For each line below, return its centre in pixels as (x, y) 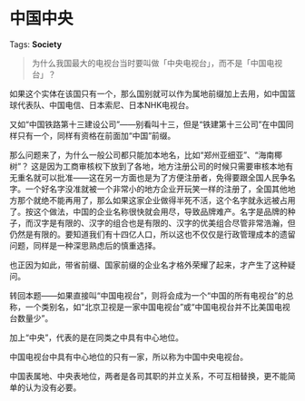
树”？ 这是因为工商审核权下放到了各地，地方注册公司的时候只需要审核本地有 (152, 166)
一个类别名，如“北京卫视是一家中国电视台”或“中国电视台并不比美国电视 (157, 307)
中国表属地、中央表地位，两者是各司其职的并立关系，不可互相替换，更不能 (148, 376)
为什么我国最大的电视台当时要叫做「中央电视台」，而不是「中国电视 (157, 63)
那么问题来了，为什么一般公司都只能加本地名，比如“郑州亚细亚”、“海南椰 (146, 154)
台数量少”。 (31, 318)
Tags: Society (35, 44)
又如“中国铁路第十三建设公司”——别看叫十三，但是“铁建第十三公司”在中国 (148, 124)
